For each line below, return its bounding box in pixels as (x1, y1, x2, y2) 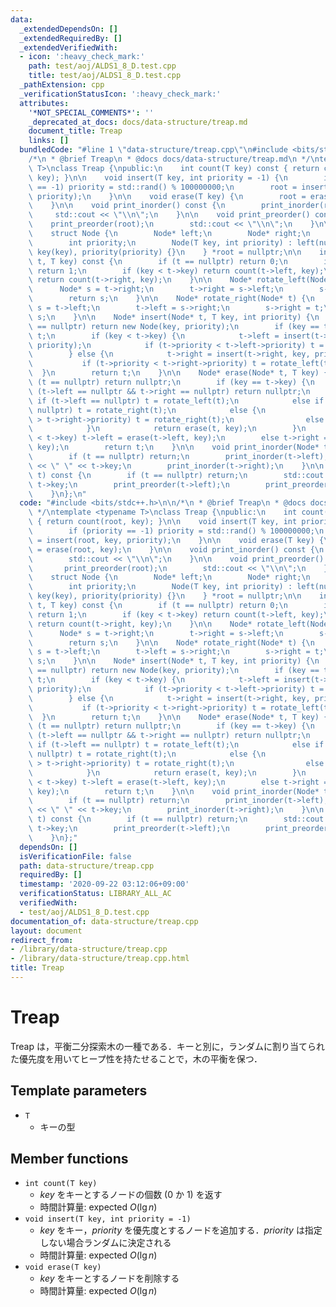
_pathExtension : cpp (19, 80, 105, 90)
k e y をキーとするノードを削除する (39, 1272, 180, 1285)
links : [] (28, 136, 70, 146)
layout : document (10, 926, 83, 936)
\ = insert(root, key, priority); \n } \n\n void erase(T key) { (28, 535, 325, 545)
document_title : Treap (28, 126, 123, 136)
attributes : (19, 98, 70, 108)
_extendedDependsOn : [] (19, 24, 118, 34)
